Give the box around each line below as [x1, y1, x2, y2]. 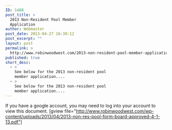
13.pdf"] [5, 119, 23, 125]
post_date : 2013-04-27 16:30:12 [5, 31, 74, 36]
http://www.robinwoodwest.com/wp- [76, 108, 154, 114]
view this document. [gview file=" [5, 108, 76, 114]
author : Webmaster [5, 27, 45, 32]
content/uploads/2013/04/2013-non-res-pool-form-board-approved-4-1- [5, 113, 160, 119]
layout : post [5, 41, 33, 46]
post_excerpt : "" [5, 36, 42, 41]
